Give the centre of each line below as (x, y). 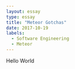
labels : (16, 33)
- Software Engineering (40, 39)
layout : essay (23, 11)
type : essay (21, 17)
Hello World (20, 61)
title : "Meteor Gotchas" (36, 22)
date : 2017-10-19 (27, 28)
